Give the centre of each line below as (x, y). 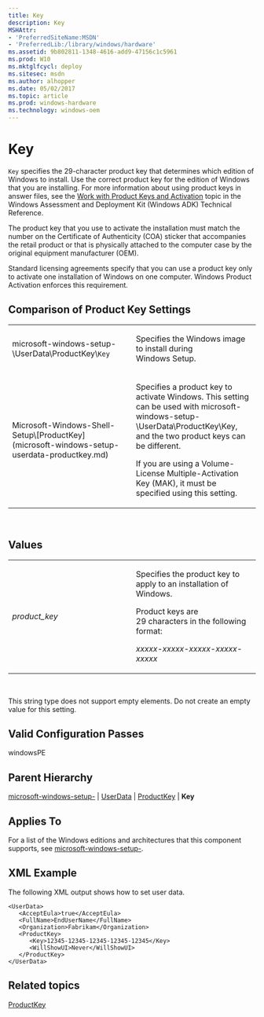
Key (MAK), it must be (176, 483)
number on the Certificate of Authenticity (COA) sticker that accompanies (127, 236)
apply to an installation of (183, 584)
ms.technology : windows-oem (54, 111)
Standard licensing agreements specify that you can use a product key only (130, 268)
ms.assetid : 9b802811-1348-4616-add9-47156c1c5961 (93, 52)
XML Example (42, 873)
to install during (165, 348)
